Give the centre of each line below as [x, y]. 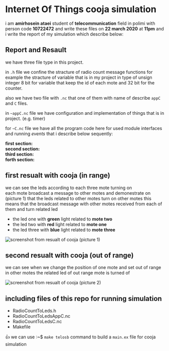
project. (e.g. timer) [25, 118]
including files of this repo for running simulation [84, 299]
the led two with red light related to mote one [60, 224]
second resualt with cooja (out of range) [69, 255]
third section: [20, 154]
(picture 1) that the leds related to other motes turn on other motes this [78, 198]
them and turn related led [32, 209]
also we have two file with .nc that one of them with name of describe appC [83, 98]
